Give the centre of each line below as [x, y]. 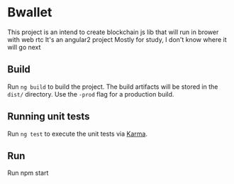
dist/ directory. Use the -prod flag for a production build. [91, 94]
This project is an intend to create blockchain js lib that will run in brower [113, 32]
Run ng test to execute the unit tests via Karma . [77, 134]
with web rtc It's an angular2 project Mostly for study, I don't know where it [117, 39]
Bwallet [30, 12]
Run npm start [28, 173]
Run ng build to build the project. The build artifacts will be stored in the [113, 87]
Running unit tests [49, 117]
